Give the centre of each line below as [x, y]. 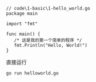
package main [22, 13]
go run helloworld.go [32, 73]
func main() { [23, 34]
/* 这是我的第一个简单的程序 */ [48, 40]
